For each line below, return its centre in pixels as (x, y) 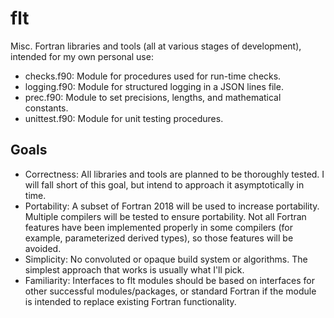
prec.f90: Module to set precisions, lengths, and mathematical (153, 97)
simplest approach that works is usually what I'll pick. (134, 269)
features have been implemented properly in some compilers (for (158, 227)
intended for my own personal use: (82, 56)
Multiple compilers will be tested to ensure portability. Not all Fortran (165, 216)
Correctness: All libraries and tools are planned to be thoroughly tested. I (174, 174)
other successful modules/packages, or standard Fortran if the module (170, 291)
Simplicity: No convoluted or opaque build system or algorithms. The (166, 259)
